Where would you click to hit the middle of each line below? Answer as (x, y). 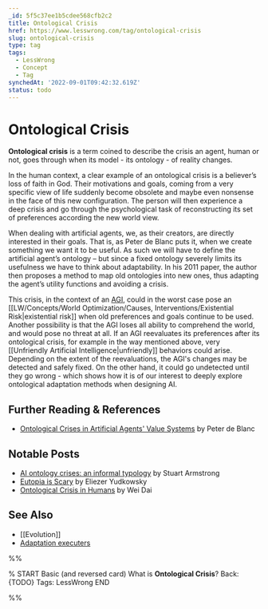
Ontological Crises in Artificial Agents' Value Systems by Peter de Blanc (137, 429)
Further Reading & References (85, 409)
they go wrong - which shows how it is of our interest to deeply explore (126, 376)
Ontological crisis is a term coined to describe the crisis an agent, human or (134, 152)
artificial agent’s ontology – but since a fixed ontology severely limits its (125, 259)
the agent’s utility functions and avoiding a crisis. (89, 284)
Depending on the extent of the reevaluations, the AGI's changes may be (128, 359)
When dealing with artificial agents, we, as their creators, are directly (121, 233)
